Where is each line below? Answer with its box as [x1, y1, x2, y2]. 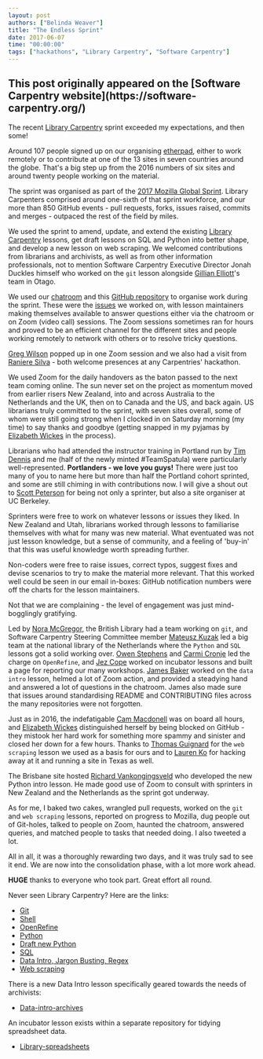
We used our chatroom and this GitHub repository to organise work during [8, 291, 249, 301]
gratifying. [44, 608, 78, 617]
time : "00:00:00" [8, 41, 65, 49]
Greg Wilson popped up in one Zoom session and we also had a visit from [8, 349, 247, 358]
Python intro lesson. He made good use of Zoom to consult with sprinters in [8, 779, 254, 789]
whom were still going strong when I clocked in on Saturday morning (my [8, 414, 245, 423]
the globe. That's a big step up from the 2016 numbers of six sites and [8, 163, 236, 172]
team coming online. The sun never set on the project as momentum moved [8, 380, 253, 390]
